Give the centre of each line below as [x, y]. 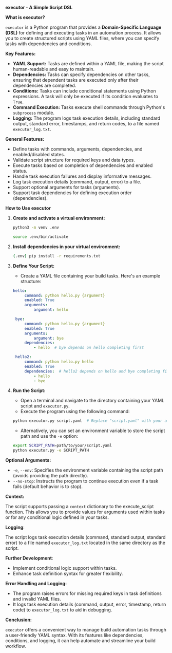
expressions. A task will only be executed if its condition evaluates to [85, 96]
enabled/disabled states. [39, 154]
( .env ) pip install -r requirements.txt [56, 256]
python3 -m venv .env [36, 228]
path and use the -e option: [49, 436]
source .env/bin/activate [40, 237]
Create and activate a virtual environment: [59, 218]
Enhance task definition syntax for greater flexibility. [68, 573]
